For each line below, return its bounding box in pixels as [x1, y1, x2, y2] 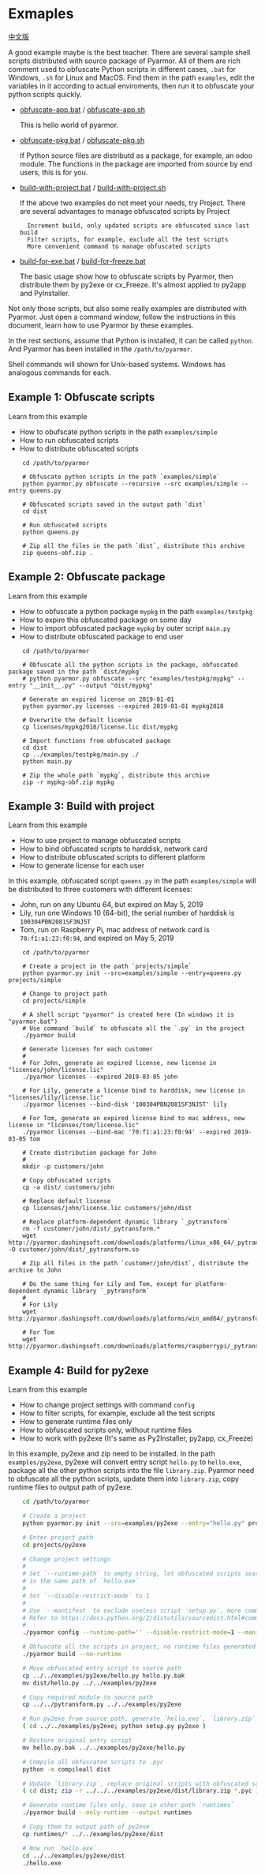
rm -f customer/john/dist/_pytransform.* [22, 1225, 160, 1233]
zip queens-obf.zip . [22, 549, 93, 557]
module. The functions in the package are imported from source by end [19, 159, 252, 168]
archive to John [8, 1266, 62, 1275]
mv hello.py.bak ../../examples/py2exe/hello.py [22, 1744, 185, 1752]
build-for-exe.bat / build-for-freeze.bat [19, 256, 146, 265]
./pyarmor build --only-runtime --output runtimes [22, 1808, 192, 1816]
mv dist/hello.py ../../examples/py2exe [22, 1679, 157, 1687]
